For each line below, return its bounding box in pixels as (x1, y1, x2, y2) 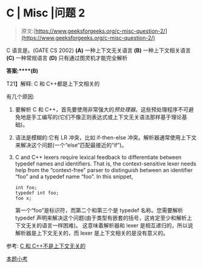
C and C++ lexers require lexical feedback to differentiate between (15, 153, 182, 161)
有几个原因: (6, 93, 35, 100)
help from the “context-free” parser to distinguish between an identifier (15, 166, 193, 173)
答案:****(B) (6, 67, 38, 74)
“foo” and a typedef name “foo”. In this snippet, (15, 173, 133, 180)
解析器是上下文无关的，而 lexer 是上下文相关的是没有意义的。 (15, 229, 168, 236)
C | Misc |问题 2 (6, 6, 85, 20)
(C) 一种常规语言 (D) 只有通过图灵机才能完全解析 (6, 54, 128, 61)
